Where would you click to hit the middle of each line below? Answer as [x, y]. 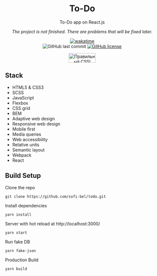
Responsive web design [36, 124]
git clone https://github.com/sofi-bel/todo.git [56, 197]
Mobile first [24, 129]
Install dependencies [26, 205]
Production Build [22, 260]
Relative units [26, 145]
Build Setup [23, 176]
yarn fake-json [21, 251]
